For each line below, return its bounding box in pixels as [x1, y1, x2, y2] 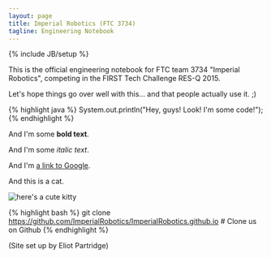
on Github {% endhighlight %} [8, 225, 110, 235]
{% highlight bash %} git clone [8, 208, 111, 217]
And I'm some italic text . [8, 145, 89, 155]
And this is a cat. [8, 176, 65, 187]
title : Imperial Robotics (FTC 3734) [8, 19, 136, 28]
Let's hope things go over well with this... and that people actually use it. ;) [8, 89, 257, 99]
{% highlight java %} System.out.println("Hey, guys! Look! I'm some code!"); [8, 105, 264, 114]
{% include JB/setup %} [8, 49, 89, 59]
